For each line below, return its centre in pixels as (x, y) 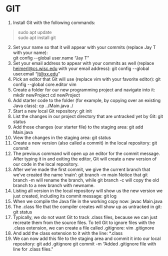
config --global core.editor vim (45, 84)
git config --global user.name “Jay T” (51, 57)
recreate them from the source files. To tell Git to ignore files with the (84, 222)
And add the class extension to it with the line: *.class (68, 233)
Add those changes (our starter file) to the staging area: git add (78, 127)
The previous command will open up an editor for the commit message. (86, 153)
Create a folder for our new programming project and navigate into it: (84, 89)
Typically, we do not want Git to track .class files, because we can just (85, 217)
